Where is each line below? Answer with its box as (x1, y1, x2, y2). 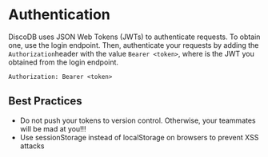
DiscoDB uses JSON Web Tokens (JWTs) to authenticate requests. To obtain (8, 32, 261, 41)
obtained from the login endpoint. (8, 57, 118, 67)
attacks (19, 141, 45, 151)
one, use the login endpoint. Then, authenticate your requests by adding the (8, 40, 259, 49)
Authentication (8, 6, 110, 24)
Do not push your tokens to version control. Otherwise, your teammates (19, 116, 256, 125)
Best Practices (8, 94, 82, 108)
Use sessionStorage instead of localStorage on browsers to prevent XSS (19, 132, 259, 142)
